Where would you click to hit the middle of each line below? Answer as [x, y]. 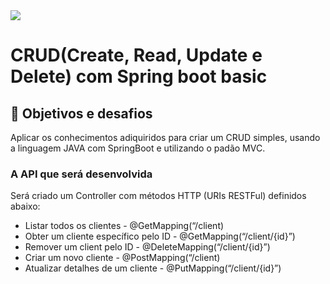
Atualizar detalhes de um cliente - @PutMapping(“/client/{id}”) [153, 268]
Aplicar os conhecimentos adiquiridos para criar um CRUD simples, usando [165, 137]
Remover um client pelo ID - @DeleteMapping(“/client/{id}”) [147, 247]
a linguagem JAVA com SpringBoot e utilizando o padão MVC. [138, 148]
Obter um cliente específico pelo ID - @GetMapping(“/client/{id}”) [160, 236]
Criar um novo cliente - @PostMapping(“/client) [122, 258]
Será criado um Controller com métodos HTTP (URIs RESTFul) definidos [158, 196]
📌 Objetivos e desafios [81, 113]
